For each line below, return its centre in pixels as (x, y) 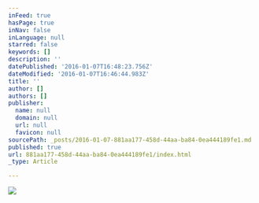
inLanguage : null (37, 37)
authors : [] (28, 96)
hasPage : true (31, 23)
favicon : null (38, 132)
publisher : (26, 103)
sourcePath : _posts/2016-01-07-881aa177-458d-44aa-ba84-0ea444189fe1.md (130, 140)
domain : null (37, 118)
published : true (35, 147)
